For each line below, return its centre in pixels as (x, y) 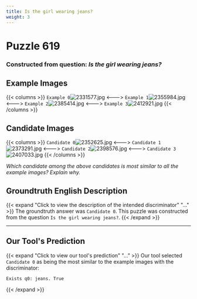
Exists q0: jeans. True (35, 278)
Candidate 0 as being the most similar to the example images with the (90, 261)
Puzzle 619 (33, 46)
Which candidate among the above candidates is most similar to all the (92, 166)
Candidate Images (40, 128)
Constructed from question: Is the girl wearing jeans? (84, 64)
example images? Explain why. (43, 172)
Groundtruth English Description (67, 191)
